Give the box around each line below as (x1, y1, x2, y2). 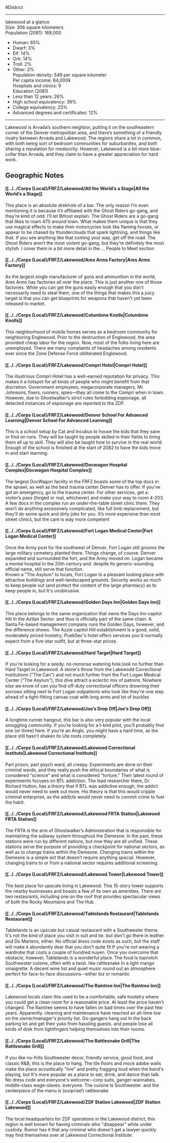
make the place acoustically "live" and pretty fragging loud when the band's (5, 1066, 164, 1072)
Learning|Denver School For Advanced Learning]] (5, 417, 112, 423)
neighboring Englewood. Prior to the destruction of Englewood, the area (5, 334, 155, 340)
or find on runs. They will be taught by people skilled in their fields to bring (5, 434, 160, 440)
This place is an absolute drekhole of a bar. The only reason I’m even (5, 202, 149, 208)
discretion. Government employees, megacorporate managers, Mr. (5, 384, 144, 390)
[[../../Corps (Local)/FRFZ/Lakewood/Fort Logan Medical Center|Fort (5, 528, 153, 534)
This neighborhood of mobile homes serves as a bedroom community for (5, 329, 158, 334)
